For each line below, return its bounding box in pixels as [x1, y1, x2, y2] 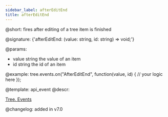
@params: [5, 46, 27, 52]
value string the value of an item [12, 55, 81, 62]
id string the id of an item [12, 61, 66, 67]
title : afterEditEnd [5, 12, 50, 17]
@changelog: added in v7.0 [5, 106, 63, 112]
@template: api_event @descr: [5, 86, 70, 92]
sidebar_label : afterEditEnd [5, 7, 68, 13]
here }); [5, 76, 22, 82]
